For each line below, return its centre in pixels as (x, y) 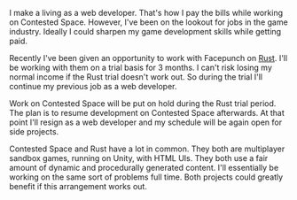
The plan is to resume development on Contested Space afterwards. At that (147, 113)
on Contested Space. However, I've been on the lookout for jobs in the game (148, 22)
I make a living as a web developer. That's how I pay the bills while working (146, 13)
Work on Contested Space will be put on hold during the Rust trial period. (143, 104)
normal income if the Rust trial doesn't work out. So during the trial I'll (136, 77)
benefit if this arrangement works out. (78, 186)
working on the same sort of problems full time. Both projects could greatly (146, 177)
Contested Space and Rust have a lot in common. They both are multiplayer (147, 149)
